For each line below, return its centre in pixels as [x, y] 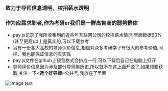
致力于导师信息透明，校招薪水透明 [47, 8]
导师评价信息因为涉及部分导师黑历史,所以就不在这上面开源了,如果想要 [86, 67]
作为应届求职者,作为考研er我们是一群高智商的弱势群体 [71, 23]
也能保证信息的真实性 [49, 54]
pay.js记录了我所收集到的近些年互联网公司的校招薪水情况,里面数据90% [87, 35]
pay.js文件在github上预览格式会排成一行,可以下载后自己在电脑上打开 [84, 60]
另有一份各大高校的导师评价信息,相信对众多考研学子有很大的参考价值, [86, 48]
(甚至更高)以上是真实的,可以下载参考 [51, 41]
